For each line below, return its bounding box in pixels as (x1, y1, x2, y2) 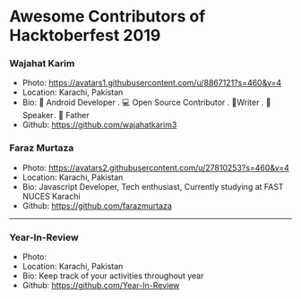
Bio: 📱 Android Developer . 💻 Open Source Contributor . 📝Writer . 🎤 (21, 97, 271, 108)
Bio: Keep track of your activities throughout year (21, 270, 204, 281)
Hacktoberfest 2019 (9, 25, 161, 46)
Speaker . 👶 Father (21, 110, 90, 121)
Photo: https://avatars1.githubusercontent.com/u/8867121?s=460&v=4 (21, 78, 282, 89)
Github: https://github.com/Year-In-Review (21, 280, 180, 291)
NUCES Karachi (21, 191, 81, 201)
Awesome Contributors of (9, 6, 206, 27)
